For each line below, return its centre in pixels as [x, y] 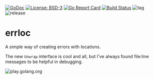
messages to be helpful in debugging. [44, 62]
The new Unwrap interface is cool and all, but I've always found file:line [77, 56]
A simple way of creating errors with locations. [53, 47]
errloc [18, 33]
